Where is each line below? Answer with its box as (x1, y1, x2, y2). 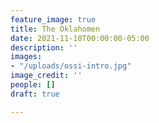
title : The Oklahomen (10, 24, 101, 34)
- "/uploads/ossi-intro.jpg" (10, 61, 132, 71)
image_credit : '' (10, 71, 83, 81)
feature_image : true (10, 14, 97, 25)
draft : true (10, 89, 60, 99)
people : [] (10, 80, 56, 90)
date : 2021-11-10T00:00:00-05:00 (10, 33, 150, 43)
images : (10, 52, 43, 62)
